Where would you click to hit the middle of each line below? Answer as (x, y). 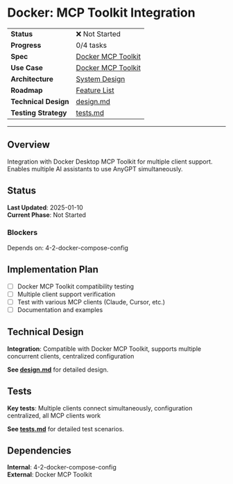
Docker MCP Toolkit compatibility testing (75, 286)
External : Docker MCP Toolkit (50, 475)
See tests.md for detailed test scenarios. (66, 429)
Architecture (32, 79)
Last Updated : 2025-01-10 (45, 207)
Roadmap (27, 90)
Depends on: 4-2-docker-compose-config (68, 248)
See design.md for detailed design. (58, 370)
